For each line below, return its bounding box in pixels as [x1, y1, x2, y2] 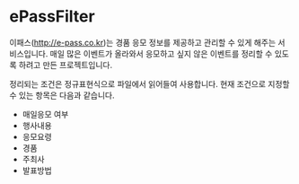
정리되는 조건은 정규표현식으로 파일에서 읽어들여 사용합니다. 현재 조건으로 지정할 [9, 78, 290, 89]
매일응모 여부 [22, 109, 69, 119]
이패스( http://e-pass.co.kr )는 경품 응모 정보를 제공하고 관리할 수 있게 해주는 [9, 37, 277, 48]
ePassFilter [9, 6, 96, 27]
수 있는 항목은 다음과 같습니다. [9, 90, 115, 101]
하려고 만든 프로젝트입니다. [18, 59, 113, 70]
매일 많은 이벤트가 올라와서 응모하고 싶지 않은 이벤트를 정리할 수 [49, 48, 273, 59]
